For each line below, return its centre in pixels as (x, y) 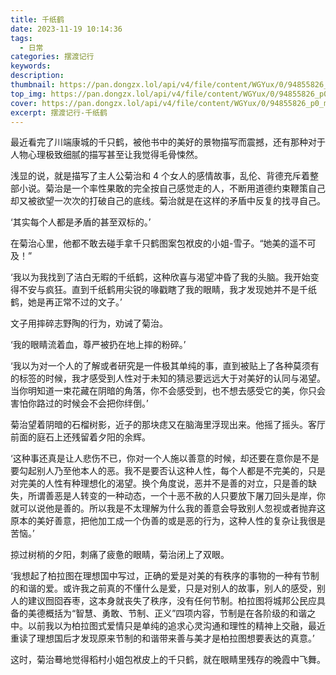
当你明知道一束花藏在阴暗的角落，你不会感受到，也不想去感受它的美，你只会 (168, 391)
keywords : (31, 66)
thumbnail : (33, 85)
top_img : (28, 94)
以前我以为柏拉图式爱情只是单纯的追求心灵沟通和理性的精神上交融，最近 (176, 626)
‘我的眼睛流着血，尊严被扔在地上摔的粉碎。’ (98, 345)
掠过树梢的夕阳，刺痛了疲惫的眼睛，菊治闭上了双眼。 (120, 555)
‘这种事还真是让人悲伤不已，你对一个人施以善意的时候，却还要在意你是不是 (165, 458)
